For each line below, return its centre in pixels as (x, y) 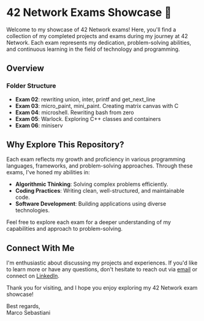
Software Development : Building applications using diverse (91, 204)
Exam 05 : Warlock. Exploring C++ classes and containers (88, 118)
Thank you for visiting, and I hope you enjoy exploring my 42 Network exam (102, 288)
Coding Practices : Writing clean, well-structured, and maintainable (100, 191)
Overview (25, 68)
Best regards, (23, 306)
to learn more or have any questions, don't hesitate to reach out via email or (102, 269)
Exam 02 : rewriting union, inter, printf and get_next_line (85, 99)
